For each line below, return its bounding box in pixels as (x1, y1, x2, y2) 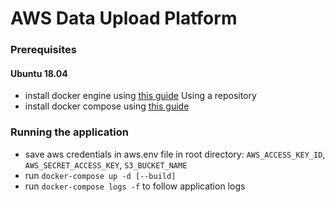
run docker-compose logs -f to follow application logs (24, 180, 246, 192)
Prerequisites (10, 43, 77, 57)
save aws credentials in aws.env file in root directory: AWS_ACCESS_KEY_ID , (24, 148, 326, 160)
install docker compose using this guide (24, 100, 190, 112)
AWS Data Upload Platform (10, 7, 238, 30)
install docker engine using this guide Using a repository (24, 90, 257, 102)
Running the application (10, 125, 129, 139)
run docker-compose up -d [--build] (24, 169, 177, 181)
